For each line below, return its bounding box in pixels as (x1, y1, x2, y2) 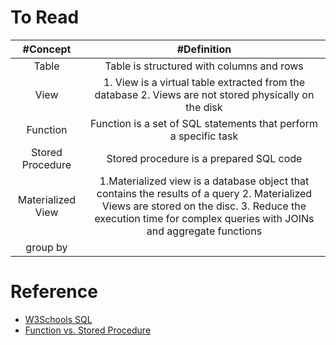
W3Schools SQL (24, 313, 93, 325)
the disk (185, 100, 223, 114)
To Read (10, 6, 80, 29)
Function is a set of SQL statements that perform (89, 116, 318, 130)
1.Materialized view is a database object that (99, 174, 310, 188)
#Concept (22, 42, 72, 56)
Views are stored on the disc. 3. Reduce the (101, 199, 307, 213)
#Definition (176, 42, 232, 56)
